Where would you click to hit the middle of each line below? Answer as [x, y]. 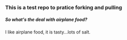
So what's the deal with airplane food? [46, 19]
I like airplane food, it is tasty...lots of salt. [48, 32]
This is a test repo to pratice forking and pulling [64, 7]
